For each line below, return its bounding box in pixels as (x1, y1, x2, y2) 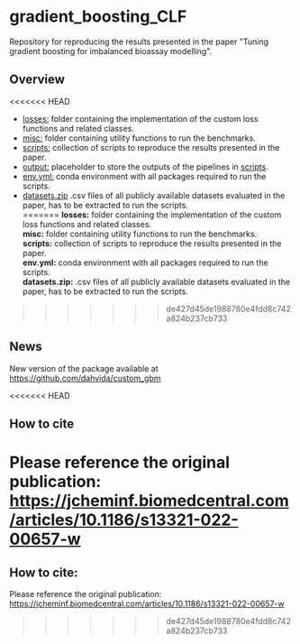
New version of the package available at (9, 363, 159, 373)
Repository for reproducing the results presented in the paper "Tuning (9, 36, 268, 47)
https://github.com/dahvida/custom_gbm (9, 373, 161, 383)
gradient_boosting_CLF (9, 6, 187, 27)
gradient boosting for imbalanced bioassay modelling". (9, 45, 213, 56)
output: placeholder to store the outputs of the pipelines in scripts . (22, 161, 268, 172)
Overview (9, 72, 66, 87)
